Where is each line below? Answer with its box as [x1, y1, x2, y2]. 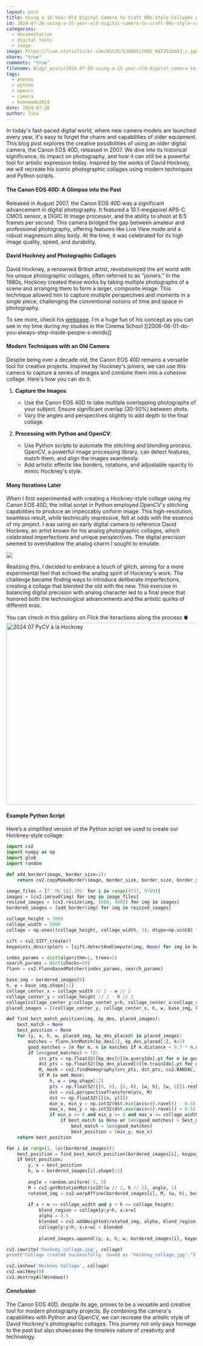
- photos [11, 76, 34, 82]
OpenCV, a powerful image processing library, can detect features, [24, 448, 190, 455]
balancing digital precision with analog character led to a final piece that [6, 589, 185, 596]
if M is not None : [38, 1073, 85, 1079]
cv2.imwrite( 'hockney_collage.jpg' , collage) [6, 1247, 123, 1253]
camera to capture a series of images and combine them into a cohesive [6, 369, 187, 376]
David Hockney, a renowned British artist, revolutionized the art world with [6, 265, 192, 273]
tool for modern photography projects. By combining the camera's [6, 1307, 171, 1314]
